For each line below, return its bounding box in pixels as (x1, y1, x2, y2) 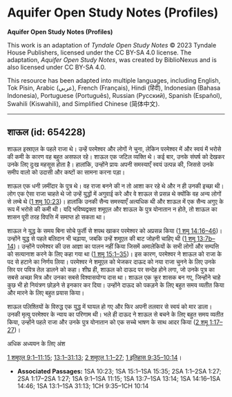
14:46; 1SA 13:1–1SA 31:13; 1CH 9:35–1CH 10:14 (17, 381, 149, 390)
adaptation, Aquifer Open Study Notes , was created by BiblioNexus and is (7, 55, 217, 63)
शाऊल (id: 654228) (7, 126, 86, 139)
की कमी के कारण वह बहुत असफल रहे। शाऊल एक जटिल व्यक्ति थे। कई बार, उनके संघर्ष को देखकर (7, 152, 225, 161)
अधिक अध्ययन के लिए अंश (7, 339, 66, 347)
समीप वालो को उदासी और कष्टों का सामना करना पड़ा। (7, 167, 126, 176)
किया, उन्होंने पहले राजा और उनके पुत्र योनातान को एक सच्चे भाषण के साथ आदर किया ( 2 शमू (7, 318, 209, 326)
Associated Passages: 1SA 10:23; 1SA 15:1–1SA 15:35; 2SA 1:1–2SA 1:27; (17, 367, 222, 375)
